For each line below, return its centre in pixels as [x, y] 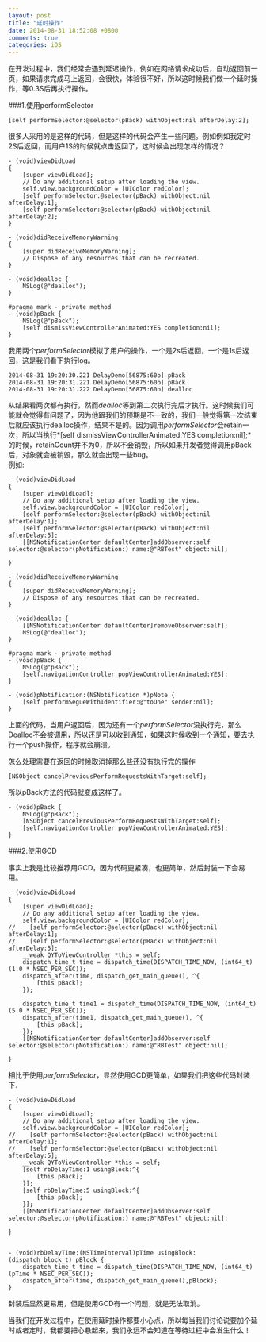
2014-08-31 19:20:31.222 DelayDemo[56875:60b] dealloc [101, 390]
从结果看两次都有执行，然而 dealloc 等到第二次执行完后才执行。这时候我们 [128, 405]
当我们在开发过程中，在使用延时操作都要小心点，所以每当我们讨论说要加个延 [133, 1321]
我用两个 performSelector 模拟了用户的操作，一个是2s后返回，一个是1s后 [125, 351]
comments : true [33, 38]
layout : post [30, 15]
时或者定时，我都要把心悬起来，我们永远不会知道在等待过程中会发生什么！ [129, 1330]
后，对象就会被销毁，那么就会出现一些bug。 [80, 455]
